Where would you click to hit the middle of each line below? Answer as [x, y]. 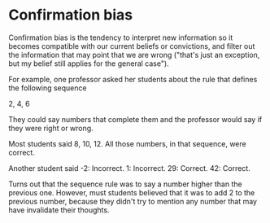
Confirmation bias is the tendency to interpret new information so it [121, 37]
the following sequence [48, 88]
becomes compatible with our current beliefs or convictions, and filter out [132, 46]
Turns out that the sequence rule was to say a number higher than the [125, 184]
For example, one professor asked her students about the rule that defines [133, 79]
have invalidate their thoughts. [59, 210]
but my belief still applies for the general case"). [89, 63]
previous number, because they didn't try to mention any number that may [133, 201]
